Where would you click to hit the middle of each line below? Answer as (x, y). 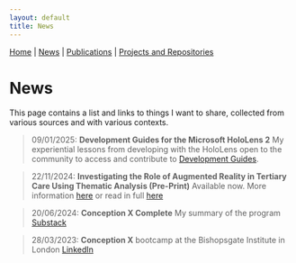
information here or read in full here (97, 195)
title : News (31, 26)
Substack (49, 222)
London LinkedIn (63, 249)
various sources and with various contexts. (89, 122)
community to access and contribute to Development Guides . (145, 159)
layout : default (40, 18)
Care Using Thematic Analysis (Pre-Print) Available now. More (149, 186)
